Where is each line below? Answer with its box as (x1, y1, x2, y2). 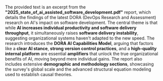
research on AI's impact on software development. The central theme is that (5, 20, 158, 25)
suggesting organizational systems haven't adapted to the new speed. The (5, 35, 155, 41)
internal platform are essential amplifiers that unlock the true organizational (5, 51, 158, 57)
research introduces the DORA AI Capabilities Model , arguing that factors (5, 40, 153, 46)
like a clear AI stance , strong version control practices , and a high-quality (5, 46, 157, 51)
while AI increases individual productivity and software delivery (5, 25, 137, 31)
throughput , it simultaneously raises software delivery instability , (5, 30, 139, 36)
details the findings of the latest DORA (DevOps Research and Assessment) (5, 15, 157, 20)
